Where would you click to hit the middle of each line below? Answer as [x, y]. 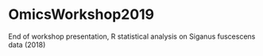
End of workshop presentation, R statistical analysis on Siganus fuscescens [132, 36]
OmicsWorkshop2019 [81, 15]
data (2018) [27, 44]
